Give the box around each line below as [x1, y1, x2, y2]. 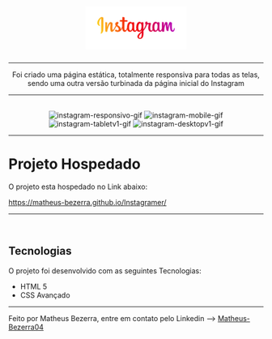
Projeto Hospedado [8, 155, 141, 174]
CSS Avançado [19, 290, 70, 300]
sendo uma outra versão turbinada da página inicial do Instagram [27, 79, 245, 88]
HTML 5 [19, 281, 48, 291]
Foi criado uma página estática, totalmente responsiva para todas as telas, [11, 70, 261, 79]
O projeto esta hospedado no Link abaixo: [8, 182, 148, 191]
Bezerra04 [8, 322, 45, 332]
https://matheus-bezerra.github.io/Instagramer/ [8, 198, 168, 208]
